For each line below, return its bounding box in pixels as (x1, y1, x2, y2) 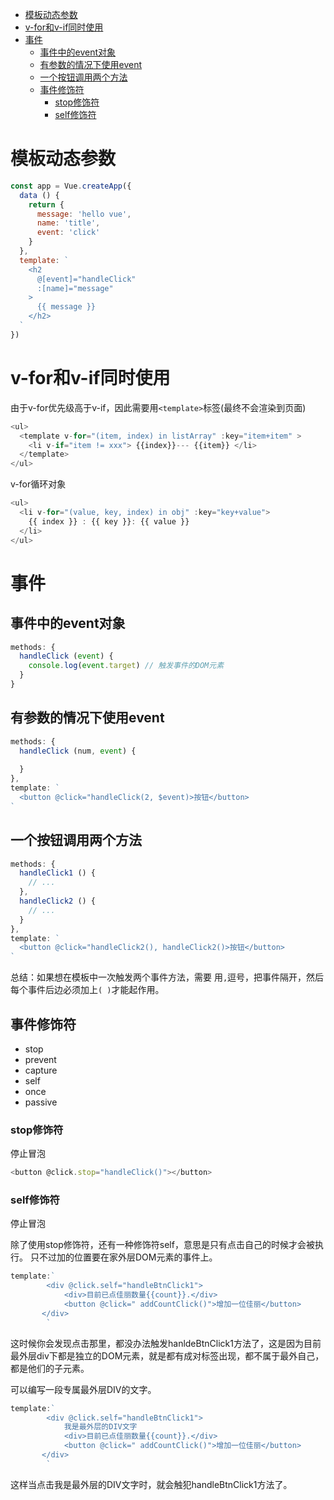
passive (24, 1096, 58, 1108)
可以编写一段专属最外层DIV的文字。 (10, 1383, 157, 1395)
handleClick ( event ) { (19, 651, 114, 662)
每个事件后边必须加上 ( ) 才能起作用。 (10, 984, 165, 996)
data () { (19, 190, 60, 200)
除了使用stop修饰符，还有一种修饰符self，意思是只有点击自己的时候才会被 (10, 1239, 315, 1251)
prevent (24, 1053, 57, 1065)
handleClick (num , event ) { (19, 746, 137, 756)
